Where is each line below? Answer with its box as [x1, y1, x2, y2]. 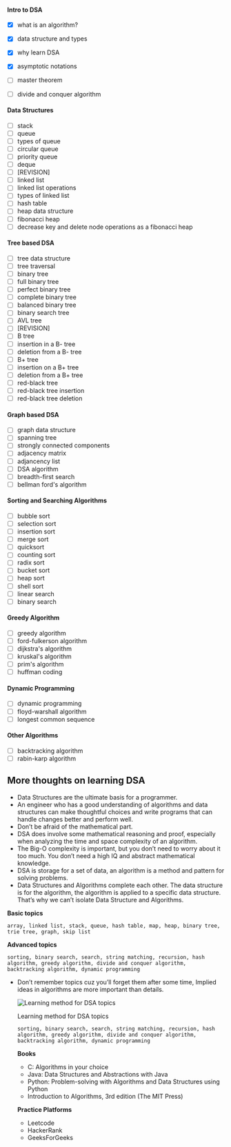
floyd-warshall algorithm [17, 707, 88, 715]
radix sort [17, 558, 45, 567]
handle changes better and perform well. [17, 815, 133, 823]
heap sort [17, 574, 45, 582]
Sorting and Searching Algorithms [7, 496, 107, 505]
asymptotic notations [17, 62, 77, 70]
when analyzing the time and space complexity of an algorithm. [17, 837, 198, 845]
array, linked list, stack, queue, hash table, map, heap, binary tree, [7, 922, 221, 929]
